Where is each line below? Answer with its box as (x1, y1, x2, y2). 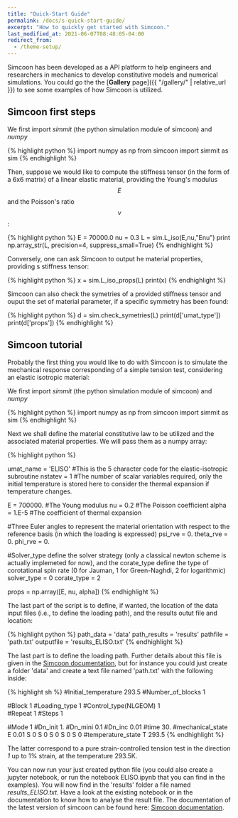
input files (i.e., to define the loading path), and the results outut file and (7, 609, 218, 617)
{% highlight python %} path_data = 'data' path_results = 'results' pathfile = (7, 630, 229, 638)
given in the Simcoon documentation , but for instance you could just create (7, 658, 228, 667)
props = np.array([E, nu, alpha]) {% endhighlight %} (7, 587, 159, 596)
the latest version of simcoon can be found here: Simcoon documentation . (7, 803, 225, 812)
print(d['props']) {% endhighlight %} (7, 318, 114, 327)
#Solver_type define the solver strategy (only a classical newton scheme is (7, 551, 227, 560)
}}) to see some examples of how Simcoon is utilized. (7, 86, 163, 94)
